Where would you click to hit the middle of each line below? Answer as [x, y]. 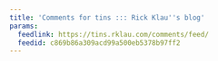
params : [24, 26]
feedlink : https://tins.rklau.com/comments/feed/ [113, 34]
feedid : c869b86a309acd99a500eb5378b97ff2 [99, 43]
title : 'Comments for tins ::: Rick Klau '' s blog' [107, 17]
